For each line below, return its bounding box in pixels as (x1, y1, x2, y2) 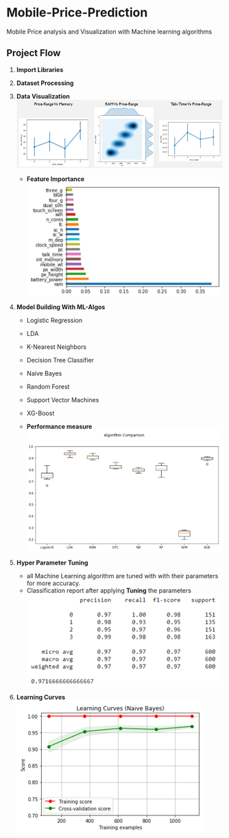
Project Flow (6, 47, 61, 59)
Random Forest (26, 382, 70, 391)
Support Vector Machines (26, 396, 99, 404)
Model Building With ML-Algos (16, 303, 106, 311)
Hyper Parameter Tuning (16, 558, 88, 567)
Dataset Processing (16, 79, 74, 87)
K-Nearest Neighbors (26, 343, 87, 351)
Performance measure (26, 423, 93, 431)
